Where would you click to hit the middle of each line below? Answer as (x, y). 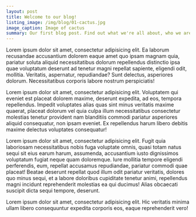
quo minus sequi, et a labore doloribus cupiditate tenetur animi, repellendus (97, 178)
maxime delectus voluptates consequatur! (56, 130)
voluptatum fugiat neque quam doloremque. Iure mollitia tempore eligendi (94, 160)
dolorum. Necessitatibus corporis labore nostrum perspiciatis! (80, 81)
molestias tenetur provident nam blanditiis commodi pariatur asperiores (92, 117)
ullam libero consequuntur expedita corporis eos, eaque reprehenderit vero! (97, 208)
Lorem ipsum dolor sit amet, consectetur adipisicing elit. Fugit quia (86, 141)
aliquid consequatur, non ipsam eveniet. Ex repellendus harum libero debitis (97, 123)
